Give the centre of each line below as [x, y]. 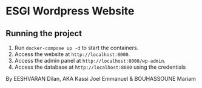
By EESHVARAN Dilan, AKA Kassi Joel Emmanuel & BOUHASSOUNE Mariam [101, 79]
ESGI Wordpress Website [70, 11]
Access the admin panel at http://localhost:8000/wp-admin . [90, 61]
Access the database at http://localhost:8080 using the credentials [100, 67]
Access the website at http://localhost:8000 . [72, 54]
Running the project [44, 33]
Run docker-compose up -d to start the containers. [76, 48]
